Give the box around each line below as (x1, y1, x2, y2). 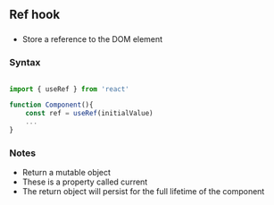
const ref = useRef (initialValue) (25, 109, 154, 118)
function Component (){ (9, 100, 94, 110)
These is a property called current (21, 176, 148, 187)
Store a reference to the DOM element (21, 34, 163, 45)
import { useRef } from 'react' (9, 84, 129, 93)
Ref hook (9, 7, 61, 22)
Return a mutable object (21, 167, 112, 178)
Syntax (9, 56, 41, 69)
